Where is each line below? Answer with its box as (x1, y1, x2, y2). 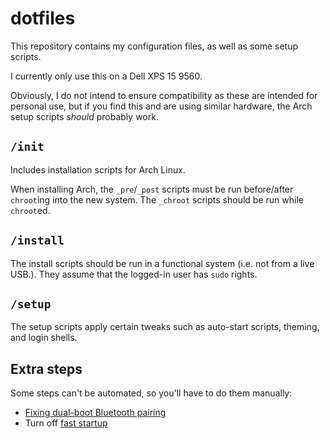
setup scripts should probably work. (10, 110, 159, 122)
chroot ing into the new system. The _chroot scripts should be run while (10, 193, 304, 206)
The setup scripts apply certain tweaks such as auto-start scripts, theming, (10, 321, 320, 333)
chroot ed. (10, 204, 51, 216)
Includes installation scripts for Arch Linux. (10, 163, 186, 176)
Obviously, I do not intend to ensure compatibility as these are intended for (10, 89, 318, 101)
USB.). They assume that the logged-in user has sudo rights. (10, 268, 258, 280)
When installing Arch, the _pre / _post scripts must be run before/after (10, 183, 294, 195)
